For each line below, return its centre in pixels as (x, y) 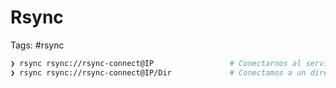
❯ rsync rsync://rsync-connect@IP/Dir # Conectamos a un (158, 72)
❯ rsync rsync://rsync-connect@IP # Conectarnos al (156, 63)
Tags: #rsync (37, 45)
